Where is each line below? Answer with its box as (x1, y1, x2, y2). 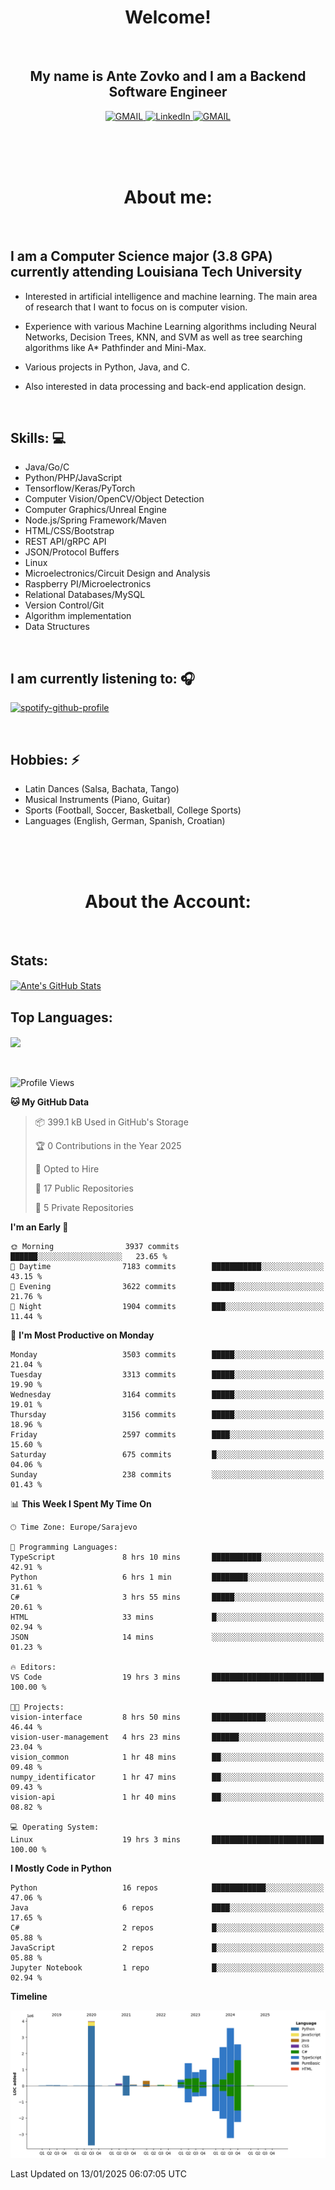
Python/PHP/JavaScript (24, 472, 123, 484)
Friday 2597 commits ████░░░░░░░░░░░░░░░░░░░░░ (10, 1430, 325, 1440)
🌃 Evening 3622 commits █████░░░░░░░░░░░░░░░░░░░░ (10, 1282, 325, 1292)
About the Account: (84, 891, 252, 913)
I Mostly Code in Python (10, 1862, 112, 1875)
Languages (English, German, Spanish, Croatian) (24, 814, 226, 826)
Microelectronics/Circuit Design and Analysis (24, 567, 211, 580)
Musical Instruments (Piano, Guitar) (24, 793, 171, 805)
